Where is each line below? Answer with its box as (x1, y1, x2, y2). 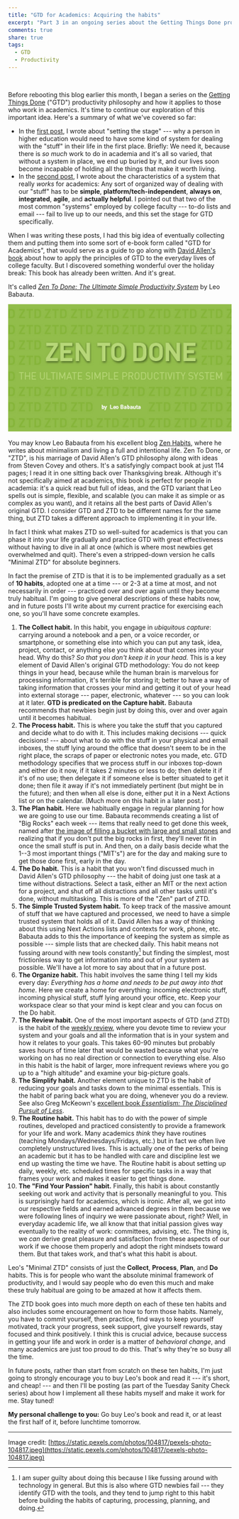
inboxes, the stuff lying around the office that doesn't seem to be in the (18, 744, 226, 752)
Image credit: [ (8, 1438, 51, 1447)
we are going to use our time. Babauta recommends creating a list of (18, 811, 219, 819)
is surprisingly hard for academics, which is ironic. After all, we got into (18, 1197, 226, 1205)
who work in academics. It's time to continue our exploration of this (8, 105, 205, 114)
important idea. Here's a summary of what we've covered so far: (8, 113, 196, 121)
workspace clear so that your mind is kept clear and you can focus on (18, 1001, 223, 1010)
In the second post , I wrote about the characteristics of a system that (18, 172, 221, 180)
